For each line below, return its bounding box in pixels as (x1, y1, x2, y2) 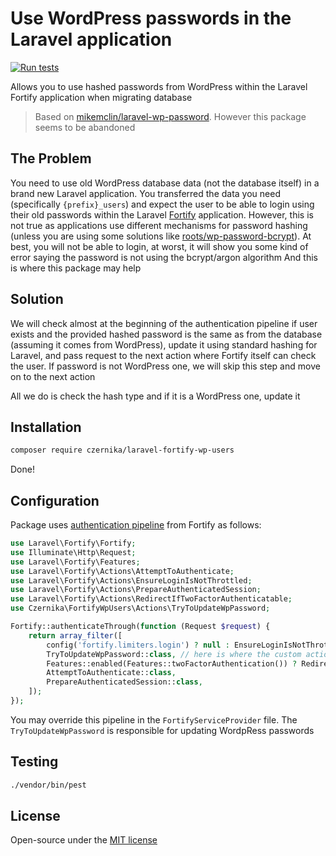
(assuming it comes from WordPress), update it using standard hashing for (10, 338, 318, 351)
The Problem (10, 150, 92, 167)
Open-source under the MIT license (10, 834, 158, 846)
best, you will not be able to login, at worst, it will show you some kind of (10, 240, 309, 252)
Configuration (10, 492, 100, 509)
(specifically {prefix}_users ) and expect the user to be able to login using (10, 198, 315, 210)
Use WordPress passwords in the (10, 7, 292, 30)
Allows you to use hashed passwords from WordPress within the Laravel (10, 80, 308, 92)
